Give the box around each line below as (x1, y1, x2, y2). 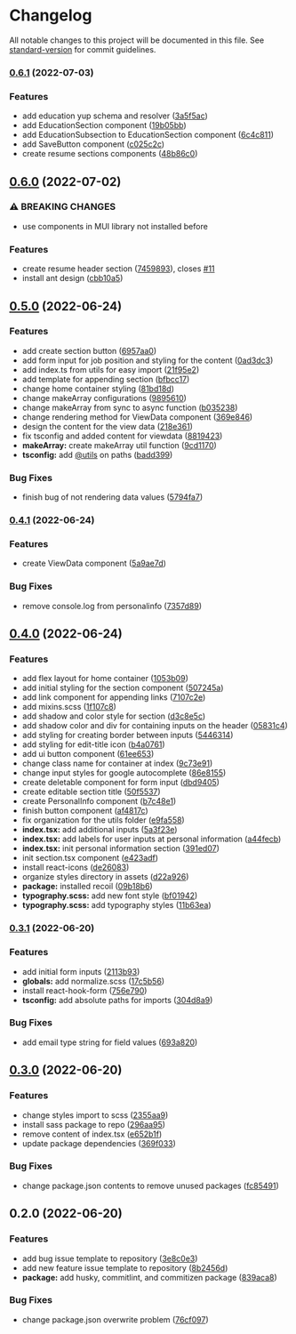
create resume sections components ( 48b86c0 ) (21, 149, 198, 159)
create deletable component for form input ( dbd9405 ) (21, 777, 220, 788)
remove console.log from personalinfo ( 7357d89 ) (21, 600, 203, 611)
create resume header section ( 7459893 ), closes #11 (21, 263, 215, 274)
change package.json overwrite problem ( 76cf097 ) (21, 1314, 209, 1325)
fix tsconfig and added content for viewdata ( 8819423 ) (21, 430, 223, 441)
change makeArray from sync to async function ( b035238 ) (21, 402, 238, 413)
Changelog (9, 5, 92, 26)
